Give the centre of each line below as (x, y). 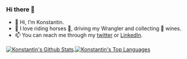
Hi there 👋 (21, 9)
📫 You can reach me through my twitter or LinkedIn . (79, 35)
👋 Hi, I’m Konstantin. (39, 22)
